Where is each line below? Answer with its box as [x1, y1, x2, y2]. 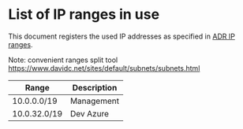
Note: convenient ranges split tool [8, 55, 118, 64]
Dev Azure [69, 108, 109, 119]
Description [72, 82, 118, 93]
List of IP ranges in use [8, 6, 160, 24]
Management [69, 95, 120, 106]
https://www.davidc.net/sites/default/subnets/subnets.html [8, 63, 200, 72]
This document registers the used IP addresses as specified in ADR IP [8, 31, 235, 41]
